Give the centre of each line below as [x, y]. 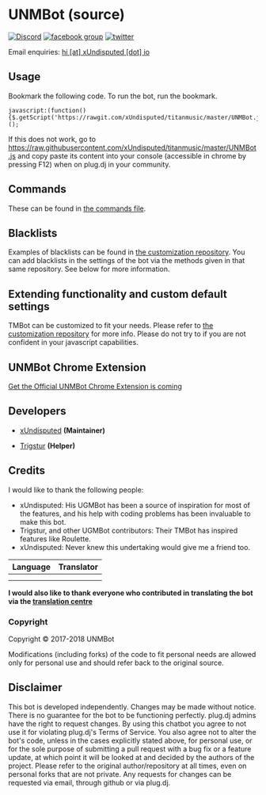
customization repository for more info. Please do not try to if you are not [127, 334]
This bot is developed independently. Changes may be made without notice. [132, 706]
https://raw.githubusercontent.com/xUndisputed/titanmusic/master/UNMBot [133, 147]
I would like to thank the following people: [76, 490]
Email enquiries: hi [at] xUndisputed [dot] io [79, 52]
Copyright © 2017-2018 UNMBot [61, 639]
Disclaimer [35, 688]
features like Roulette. [55, 539]
